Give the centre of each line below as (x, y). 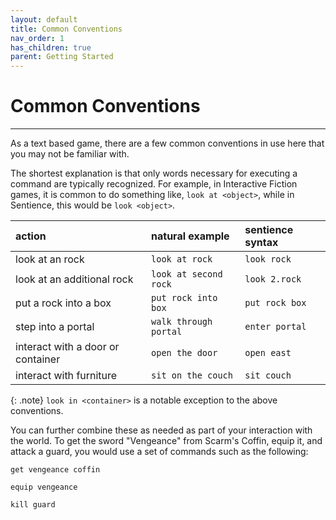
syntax (261, 243)
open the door (184, 353)
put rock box (275, 303)
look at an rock (50, 259)
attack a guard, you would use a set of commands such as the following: (159, 452)
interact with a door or (67, 347)
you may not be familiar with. (70, 154)
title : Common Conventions (66, 29)
